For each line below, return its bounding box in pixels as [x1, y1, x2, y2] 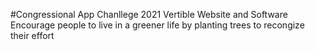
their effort [10, 30, 55, 41]
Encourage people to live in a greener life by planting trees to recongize [10, 19, 305, 31]
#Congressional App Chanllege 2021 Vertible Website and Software [10, 9, 288, 20]
